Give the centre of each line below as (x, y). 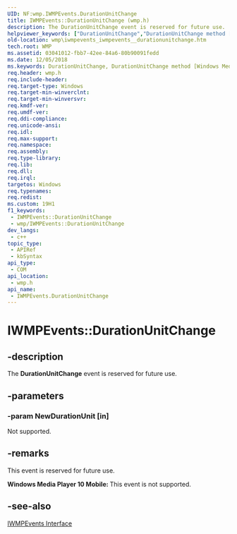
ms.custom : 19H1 (31, 204)
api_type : (22, 263)
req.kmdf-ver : (28, 106)
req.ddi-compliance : (38, 119)
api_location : (28, 276)
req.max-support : (33, 138)
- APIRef (23, 250)
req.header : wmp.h (34, 73)
